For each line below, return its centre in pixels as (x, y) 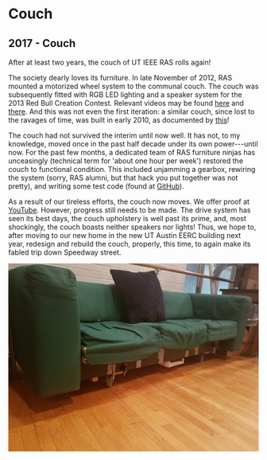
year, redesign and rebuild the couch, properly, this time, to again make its (130, 244)
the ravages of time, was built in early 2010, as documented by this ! (119, 120)
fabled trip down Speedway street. (65, 252)
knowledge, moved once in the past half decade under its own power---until (133, 144)
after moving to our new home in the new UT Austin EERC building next (125, 235)
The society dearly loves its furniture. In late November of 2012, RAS (120, 78)
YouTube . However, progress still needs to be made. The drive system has (130, 210)
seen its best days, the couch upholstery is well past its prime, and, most (127, 218)
